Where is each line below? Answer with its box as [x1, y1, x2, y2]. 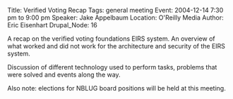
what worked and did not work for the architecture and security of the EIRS [7, 42, 226, 50]
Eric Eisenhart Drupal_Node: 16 [7, 21, 97, 29]
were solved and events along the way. [7, 70, 121, 79]
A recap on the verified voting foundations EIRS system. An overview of [7, 34, 215, 43]
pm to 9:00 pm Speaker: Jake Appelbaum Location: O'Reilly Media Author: [7, 13, 224, 22]
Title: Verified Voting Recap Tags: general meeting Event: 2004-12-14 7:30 [7, 6, 224, 14]
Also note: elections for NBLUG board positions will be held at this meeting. [7, 84, 226, 92]
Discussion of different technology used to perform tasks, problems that [7, 63, 217, 71]
